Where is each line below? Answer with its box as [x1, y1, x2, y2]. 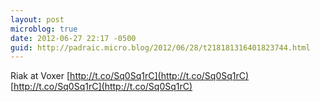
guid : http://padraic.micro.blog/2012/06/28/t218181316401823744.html [10, 42, 311, 53]
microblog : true [10, 24, 78, 34]
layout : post [10, 14, 65, 25]
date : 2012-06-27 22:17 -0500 [10, 33, 137, 43]
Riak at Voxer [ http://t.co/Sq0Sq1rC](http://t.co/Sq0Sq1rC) [10, 70, 250, 82]
